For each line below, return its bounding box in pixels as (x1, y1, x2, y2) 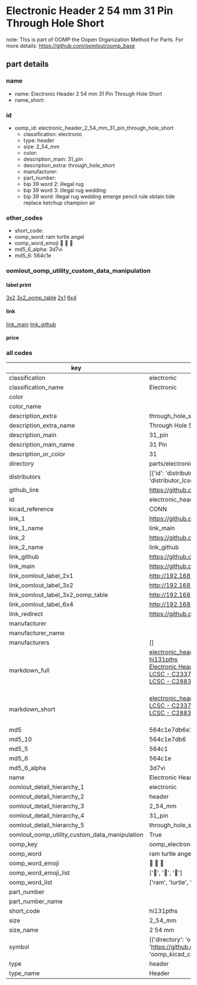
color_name (9, 402, 42, 411)
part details (6, 59, 49, 69)
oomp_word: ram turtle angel (14, 233, 85, 241)
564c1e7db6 (149, 735, 186, 743)
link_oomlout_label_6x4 (9, 600, 74, 608)
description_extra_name (9, 421, 75, 429)
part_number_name (9, 898, 63, 906)
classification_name (9, 383, 64, 391)
